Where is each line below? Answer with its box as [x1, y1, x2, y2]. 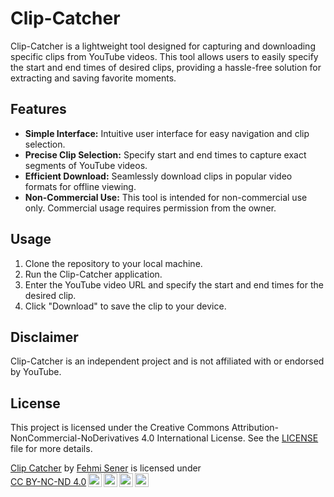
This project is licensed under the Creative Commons [10, 422, 230, 434]
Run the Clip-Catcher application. [24, 268, 163, 280]
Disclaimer [10, 328, 79, 346]
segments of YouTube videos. [24, 159, 148, 171]
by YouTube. [10, 366, 62, 378]
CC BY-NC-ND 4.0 [10, 476, 87, 488]
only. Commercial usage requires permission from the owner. [24, 202, 277, 214]
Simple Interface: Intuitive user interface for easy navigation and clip [24, 127, 310, 139]
